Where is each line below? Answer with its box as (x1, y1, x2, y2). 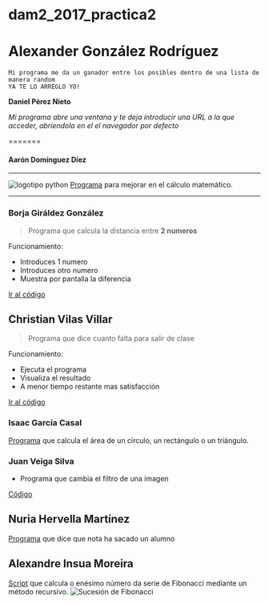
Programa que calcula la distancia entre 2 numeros (27, 226, 198, 236)
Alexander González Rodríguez (8, 42, 219, 61)
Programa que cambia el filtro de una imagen (19, 474, 170, 484)
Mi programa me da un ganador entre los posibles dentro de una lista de (8, 69, 260, 77)
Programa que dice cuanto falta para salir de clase (27, 334, 195, 344)
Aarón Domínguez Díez (8, 155, 86, 164)
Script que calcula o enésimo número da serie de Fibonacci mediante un (8, 578, 247, 588)
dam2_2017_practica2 (8, 6, 157, 24)
